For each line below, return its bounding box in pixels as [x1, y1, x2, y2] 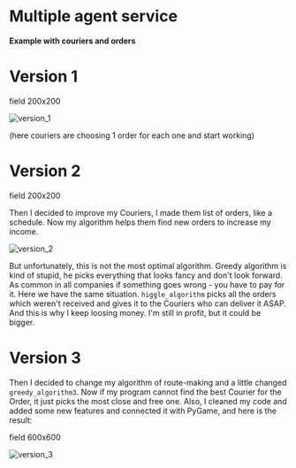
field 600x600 [9, 432, 61, 442]
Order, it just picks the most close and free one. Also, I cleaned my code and [9, 395, 287, 406]
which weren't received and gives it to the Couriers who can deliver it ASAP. [9, 298, 287, 309]
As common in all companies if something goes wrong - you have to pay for [9, 279, 285, 289]
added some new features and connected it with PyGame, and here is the [9, 405, 277, 416]
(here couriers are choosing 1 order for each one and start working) [9, 130, 254, 141]
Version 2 [9, 161, 81, 181]
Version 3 [9, 348, 81, 368]
